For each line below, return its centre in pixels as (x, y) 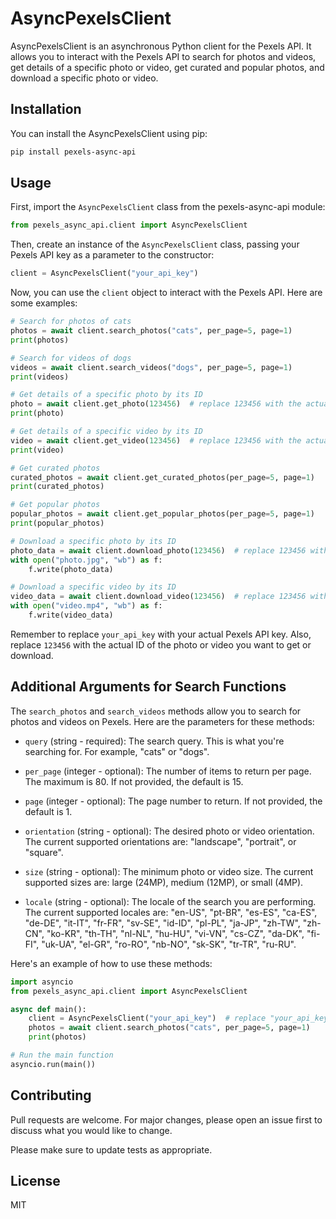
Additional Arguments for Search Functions (148, 687)
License (35, 1180)
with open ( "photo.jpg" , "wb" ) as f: (86, 560)
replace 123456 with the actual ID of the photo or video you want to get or (161, 644)
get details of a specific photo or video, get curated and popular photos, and (167, 67)
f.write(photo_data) (71, 569)
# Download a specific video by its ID (93, 587)
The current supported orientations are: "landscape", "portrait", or (160, 841)
